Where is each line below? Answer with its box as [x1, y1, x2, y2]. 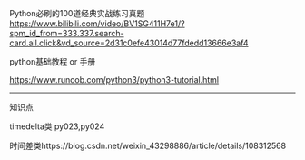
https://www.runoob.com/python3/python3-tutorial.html [9, 75, 220, 85]
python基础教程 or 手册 [9, 56, 96, 66]
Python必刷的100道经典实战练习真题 [9, 8, 145, 18]
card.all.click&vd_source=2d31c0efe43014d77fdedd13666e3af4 [9, 37, 249, 48]
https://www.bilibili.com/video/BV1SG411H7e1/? [9, 18, 185, 29]
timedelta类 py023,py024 [9, 121, 105, 132]
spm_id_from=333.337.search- [9, 28, 124, 38]
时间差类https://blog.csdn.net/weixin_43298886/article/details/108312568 [9, 140, 287, 151]
